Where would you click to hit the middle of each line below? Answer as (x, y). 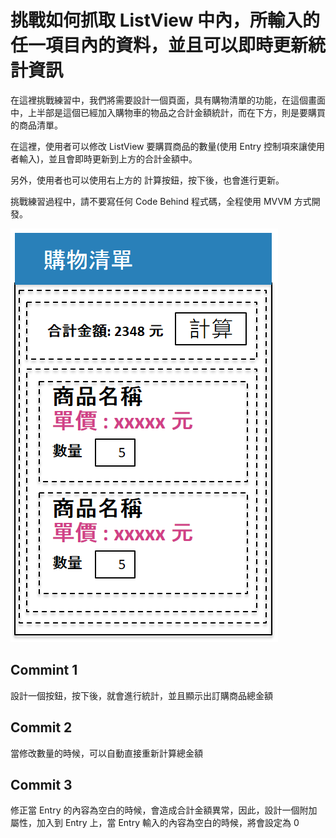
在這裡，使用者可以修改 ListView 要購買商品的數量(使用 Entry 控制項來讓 (159, 146)
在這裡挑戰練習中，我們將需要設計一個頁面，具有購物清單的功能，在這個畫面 (168, 100)
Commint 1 (44, 670)
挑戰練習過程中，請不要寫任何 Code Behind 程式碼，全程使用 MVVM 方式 (161, 201)
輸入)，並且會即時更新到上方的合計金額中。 (108, 158)
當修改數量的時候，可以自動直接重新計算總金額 (106, 753)
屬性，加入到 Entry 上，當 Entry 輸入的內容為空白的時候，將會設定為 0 (155, 823)
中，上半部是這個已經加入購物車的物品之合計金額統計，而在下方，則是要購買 (168, 112)
